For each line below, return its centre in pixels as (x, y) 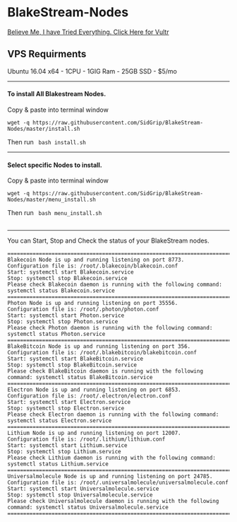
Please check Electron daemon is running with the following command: (113, 414)
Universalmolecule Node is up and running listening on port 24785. (110, 477)
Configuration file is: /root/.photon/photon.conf (83, 309)
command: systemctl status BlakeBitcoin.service (80, 378)
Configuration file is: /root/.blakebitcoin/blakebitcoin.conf (102, 353)
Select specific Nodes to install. (55, 165)
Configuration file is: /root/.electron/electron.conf (90, 396)
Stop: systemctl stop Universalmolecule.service (80, 495)
